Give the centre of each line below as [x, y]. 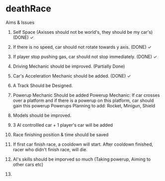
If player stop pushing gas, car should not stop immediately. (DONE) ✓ [85, 56]
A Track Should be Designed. [43, 86]
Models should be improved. [42, 115]
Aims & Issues [20, 22]
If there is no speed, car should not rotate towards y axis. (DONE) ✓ [82, 47]
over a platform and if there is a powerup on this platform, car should [83, 100]
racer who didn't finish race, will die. [50, 149]
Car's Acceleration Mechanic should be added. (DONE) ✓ [72, 76]
